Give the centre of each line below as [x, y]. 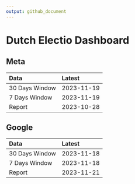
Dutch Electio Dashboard [68, 40]
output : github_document [36, 11]
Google [20, 128]
